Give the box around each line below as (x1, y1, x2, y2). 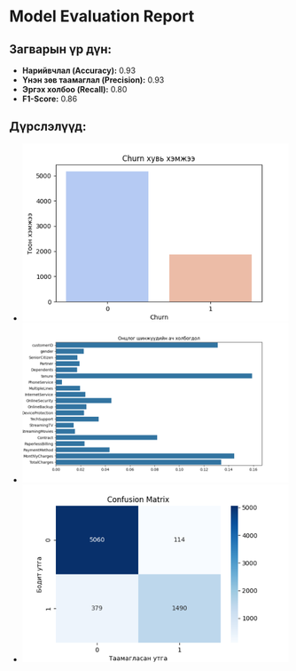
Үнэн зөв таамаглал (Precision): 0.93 (21, 75, 165, 85)
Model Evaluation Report (9, 6, 195, 27)
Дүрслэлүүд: (9, 119, 87, 134)
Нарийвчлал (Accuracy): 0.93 (21, 65, 136, 76)
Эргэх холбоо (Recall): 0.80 (21, 84, 128, 94)
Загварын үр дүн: (9, 42, 113, 57)
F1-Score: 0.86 (21, 93, 78, 104)
